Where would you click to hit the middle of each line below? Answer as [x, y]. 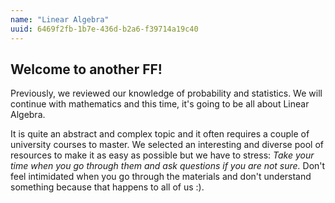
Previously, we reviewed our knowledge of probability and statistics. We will [166, 93]
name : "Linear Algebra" [60, 19]
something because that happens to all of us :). [107, 187]
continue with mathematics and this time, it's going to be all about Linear [160, 104]
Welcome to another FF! [86, 69]
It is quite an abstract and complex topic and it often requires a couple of [160, 134]
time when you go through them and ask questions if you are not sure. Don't [168, 166]
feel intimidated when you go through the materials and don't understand [161, 177]
